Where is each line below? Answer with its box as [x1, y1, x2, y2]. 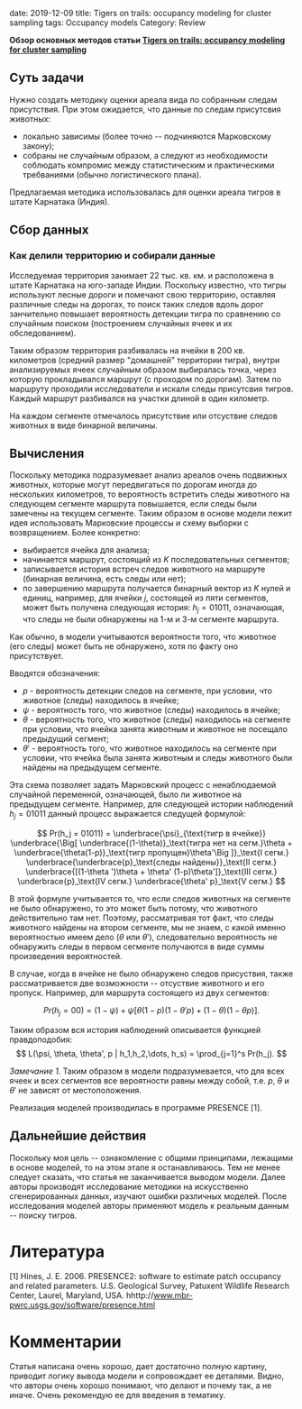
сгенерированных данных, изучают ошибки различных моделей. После [9, 1190, 287, 1202]
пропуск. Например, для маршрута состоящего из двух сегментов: [9, 987, 270, 998]
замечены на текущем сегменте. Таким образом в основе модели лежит [9, 508, 293, 519]
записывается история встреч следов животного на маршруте [22, 563, 266, 575]
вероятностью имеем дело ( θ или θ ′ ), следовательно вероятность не [9, 931, 278, 942]
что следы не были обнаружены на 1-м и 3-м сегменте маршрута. [22, 614, 279, 625]
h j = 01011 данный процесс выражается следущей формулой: [9, 809, 246, 821]
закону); [22, 140, 55, 151]
